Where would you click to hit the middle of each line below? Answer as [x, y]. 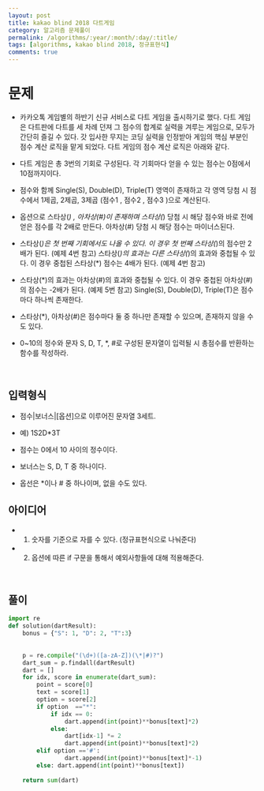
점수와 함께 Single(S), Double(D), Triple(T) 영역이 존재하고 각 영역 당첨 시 [134, 189]
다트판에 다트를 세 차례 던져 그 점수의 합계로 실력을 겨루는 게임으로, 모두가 [141, 126]
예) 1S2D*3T [40, 433]
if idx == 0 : [71, 714]
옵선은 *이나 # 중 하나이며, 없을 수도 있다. [83, 483]
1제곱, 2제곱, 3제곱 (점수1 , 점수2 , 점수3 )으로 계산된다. [125, 200]
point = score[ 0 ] [65, 685]
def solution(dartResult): [52, 626]
